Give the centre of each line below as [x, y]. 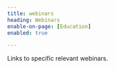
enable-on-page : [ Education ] [49, 26]
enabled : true [28, 33]
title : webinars [30, 13]
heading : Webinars [34, 20]
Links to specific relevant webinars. [58, 59]
